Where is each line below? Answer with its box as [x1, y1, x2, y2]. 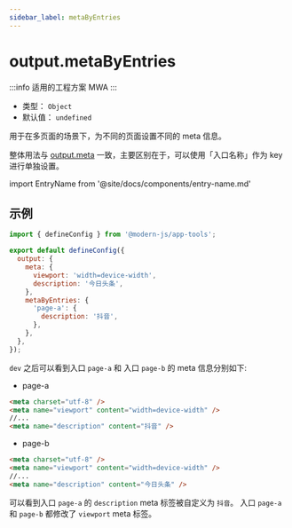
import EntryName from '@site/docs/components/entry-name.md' [9, 178, 251, 189]
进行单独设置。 [9, 161, 64, 171]
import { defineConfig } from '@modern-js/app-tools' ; [9, 230, 217, 240]
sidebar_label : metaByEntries [9, 12, 122, 22]
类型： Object [21, 100, 73, 111]
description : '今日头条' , [32, 279, 124, 288]
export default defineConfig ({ [9, 246, 125, 256]
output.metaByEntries [9, 51, 177, 71]
